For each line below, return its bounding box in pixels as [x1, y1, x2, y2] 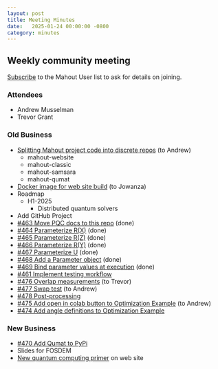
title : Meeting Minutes [7, 16, 76, 23]
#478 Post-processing [17, 291, 81, 300]
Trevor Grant [17, 113, 54, 121]
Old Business [7, 130, 53, 139]
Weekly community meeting [7, 54, 131, 66]
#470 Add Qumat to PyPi [17, 339, 88, 347]
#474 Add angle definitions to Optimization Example [17, 306, 165, 315]
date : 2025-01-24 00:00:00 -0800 [7, 23, 109, 30]
